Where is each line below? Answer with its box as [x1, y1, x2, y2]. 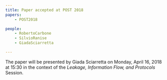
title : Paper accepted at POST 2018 [5, 7, 83, 13]
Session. [5, 69, 24, 75]
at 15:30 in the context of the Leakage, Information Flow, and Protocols [5, 64, 155, 70]
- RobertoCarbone [14, 31, 52, 36]
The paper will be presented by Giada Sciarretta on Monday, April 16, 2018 [5, 59, 162, 65]
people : [5, 26, 22, 31]
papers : [5, 12, 22, 17]
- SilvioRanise [14, 36, 47, 41]
